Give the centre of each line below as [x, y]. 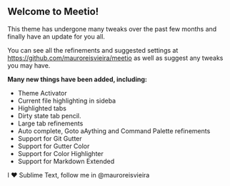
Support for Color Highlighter [60, 153]
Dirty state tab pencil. [49, 115]
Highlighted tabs [42, 108]
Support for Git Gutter [50, 138]
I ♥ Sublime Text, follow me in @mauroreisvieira [79, 175]
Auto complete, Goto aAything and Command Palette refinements [114, 130]
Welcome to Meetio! [53, 12]
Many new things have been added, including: [77, 79]
